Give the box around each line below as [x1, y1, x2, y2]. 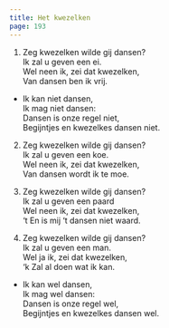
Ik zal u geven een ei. [22, 56, 102, 67]
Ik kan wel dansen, [22, 278, 93, 290]
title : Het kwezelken [9, 13, 91, 23]
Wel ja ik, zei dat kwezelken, [22, 251, 128, 263]
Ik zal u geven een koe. [22, 149, 109, 159]
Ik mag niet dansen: [22, 102, 97, 113]
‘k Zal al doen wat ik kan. [22, 261, 116, 272]
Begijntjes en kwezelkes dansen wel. [22, 307, 160, 318]
